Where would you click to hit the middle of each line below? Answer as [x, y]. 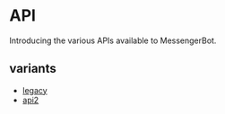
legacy [35, 90]
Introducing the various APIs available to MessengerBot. [113, 40]
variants [33, 69]
